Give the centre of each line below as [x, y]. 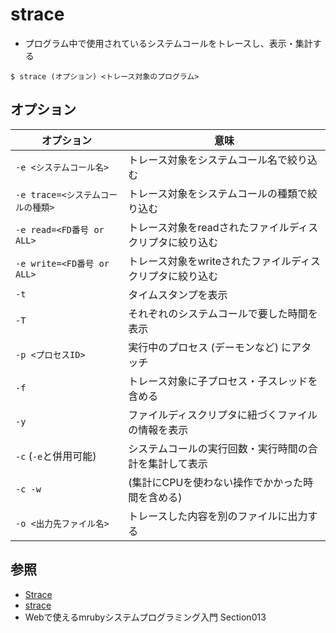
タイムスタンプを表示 [178, 295]
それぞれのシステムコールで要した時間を [223, 313]
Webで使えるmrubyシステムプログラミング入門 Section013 [145, 617]
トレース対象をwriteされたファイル [210, 261]
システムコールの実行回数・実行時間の [218, 448]
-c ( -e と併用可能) [56, 456]
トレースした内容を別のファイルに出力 [218, 516]
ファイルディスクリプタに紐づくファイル [223, 415]
